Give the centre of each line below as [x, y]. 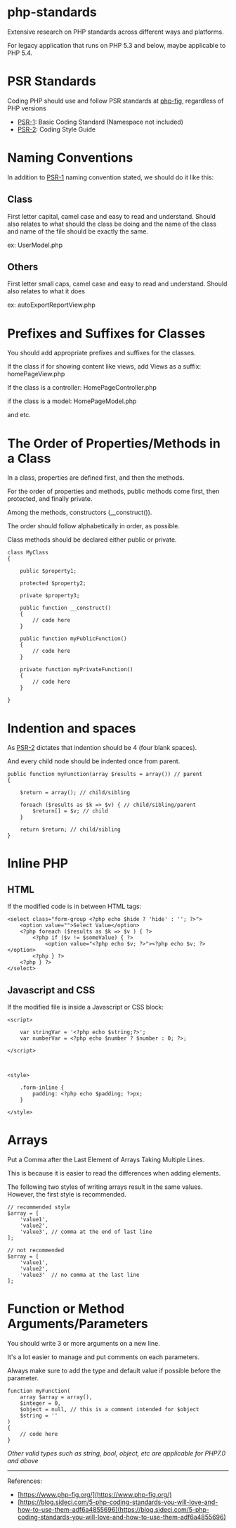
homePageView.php [36, 374]
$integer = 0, [40, 1403]
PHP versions [27, 108]
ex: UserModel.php [35, 245]
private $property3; [50, 596]
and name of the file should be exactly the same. [78, 231]
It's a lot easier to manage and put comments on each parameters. [104, 1357]
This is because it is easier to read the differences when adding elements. [114, 1173]
